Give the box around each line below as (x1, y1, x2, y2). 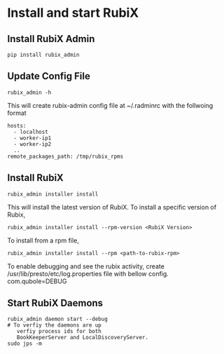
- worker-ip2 (13, 140, 52, 148)
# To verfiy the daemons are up (7, 322, 101, 329)
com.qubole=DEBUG (7, 277, 67, 285)
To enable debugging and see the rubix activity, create (7, 261, 164, 271)
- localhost (13, 128, 49, 135)
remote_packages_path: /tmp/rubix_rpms (7, 153, 124, 160)
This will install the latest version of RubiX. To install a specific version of (7, 203, 217, 211)
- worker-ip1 (13, 135, 52, 142)
